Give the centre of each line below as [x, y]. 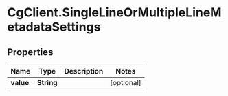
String [47, 83]
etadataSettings [54, 27]
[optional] [126, 83]
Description [84, 71]
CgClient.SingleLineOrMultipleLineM [114, 13]
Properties [30, 52]
